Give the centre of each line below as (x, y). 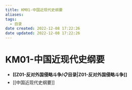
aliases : (14, 15)
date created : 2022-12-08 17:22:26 (43, 29)
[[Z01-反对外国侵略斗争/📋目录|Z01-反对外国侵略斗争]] (70, 74)
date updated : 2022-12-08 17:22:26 (43, 33)
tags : (11, 19)
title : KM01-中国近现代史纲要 (34, 10)
